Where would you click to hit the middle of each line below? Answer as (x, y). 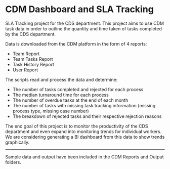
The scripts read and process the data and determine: (61, 79)
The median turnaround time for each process (60, 95)
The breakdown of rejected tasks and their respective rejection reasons (87, 116)
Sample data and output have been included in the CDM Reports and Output (84, 157)
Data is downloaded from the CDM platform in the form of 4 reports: (76, 44)
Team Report (26, 54)
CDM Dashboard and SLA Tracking (80, 9)
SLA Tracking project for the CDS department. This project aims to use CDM (85, 23)
